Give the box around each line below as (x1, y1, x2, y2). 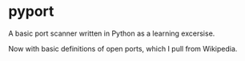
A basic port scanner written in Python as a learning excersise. (8, 29, 215, 38)
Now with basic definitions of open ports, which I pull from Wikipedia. (8, 44, 238, 53)
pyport (8, 2, 54, 21)
